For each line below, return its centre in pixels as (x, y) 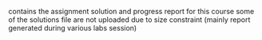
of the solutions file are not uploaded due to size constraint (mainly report (129, 20)
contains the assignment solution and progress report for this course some (131, 11)
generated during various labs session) (73, 28)
